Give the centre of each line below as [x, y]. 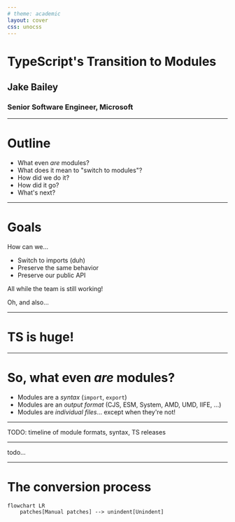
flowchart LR [26, 506]
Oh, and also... [28, 302]
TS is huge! [41, 337]
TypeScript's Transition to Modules [112, 61]
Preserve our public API [51, 275]
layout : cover [28, 20]
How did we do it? [43, 178]
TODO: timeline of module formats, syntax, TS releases [87, 432]
